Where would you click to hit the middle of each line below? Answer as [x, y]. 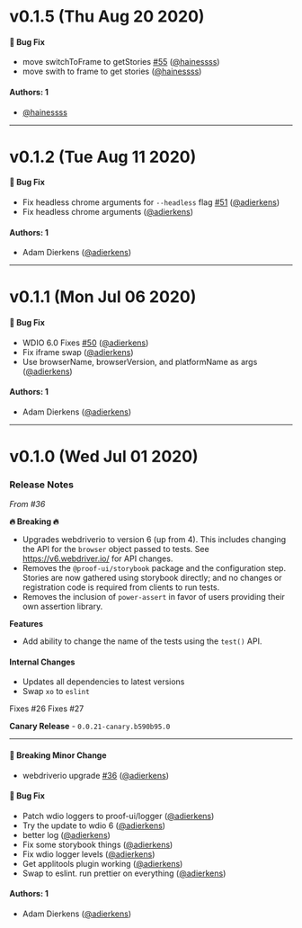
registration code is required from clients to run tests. [121, 587]
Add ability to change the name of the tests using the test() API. [142, 641]
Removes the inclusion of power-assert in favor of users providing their [154, 597]
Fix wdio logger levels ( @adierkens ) [89, 854]
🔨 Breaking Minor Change [58, 755]
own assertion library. [62, 607]
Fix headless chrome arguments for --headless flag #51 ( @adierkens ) [151, 202]
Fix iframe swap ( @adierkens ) [78, 352]
